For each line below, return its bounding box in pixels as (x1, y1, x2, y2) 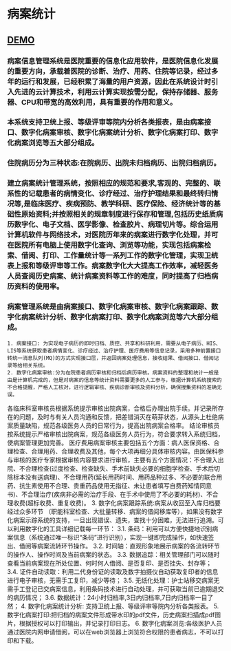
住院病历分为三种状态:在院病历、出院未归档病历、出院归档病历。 (7, 158, 221, 168)
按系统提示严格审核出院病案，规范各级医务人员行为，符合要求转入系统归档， (7, 429, 224, 438)
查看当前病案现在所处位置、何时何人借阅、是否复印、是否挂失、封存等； (7, 559, 212, 567)
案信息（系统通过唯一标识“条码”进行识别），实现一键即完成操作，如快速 (7, 533, 208, 541)
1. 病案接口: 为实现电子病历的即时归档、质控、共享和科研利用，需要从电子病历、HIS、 (7, 340, 221, 347)
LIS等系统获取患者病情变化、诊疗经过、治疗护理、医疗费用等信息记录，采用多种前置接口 (7, 347, 221, 354)
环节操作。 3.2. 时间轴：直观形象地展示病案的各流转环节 (60, 542, 220, 550)
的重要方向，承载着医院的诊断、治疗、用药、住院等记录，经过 (7, 66, 212, 76)
